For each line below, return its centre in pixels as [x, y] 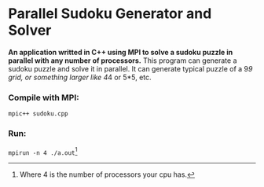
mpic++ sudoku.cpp [38, 114]
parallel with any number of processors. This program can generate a [123, 60]
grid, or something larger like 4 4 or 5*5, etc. [80, 77]
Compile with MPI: [44, 97]
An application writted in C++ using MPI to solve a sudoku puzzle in [121, 52]
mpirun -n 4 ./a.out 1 [43, 152]
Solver [30, 30]
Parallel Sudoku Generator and [110, 14]
